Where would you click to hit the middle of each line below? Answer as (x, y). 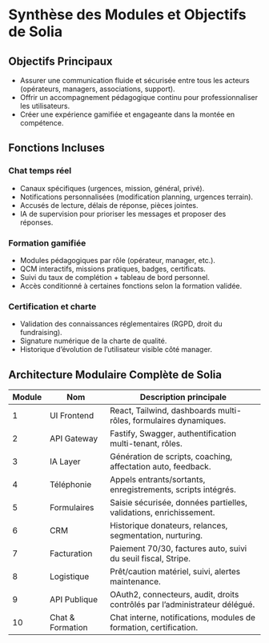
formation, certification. (154, 628)
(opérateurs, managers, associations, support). (97, 89)
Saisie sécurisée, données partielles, (179, 503)
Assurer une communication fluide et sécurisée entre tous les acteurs (134, 80)
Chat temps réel (40, 171)
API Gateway (74, 439)
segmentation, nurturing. (156, 536)
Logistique (69, 577)
